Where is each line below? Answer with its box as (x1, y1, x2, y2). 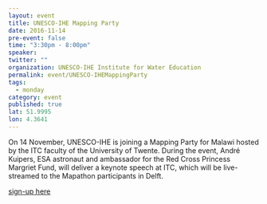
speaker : (8, 49, 37, 57)
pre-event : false (8, 33, 66, 42)
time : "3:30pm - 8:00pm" (8, 41, 91, 49)
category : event (8, 93, 62, 101)
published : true (8, 100, 62, 108)
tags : (8, 78, 26, 86)
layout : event (8, 11, 56, 20)
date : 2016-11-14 (8, 26, 66, 34)
